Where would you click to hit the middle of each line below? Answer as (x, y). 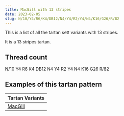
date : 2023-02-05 (23, 14)
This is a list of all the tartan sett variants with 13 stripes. (62, 33)
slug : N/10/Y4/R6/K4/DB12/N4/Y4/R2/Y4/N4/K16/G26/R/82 (62, 19)
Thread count (26, 57)
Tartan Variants (26, 98)
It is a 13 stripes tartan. (28, 42)
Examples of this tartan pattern (53, 84)
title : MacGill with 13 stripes (38, 10)
